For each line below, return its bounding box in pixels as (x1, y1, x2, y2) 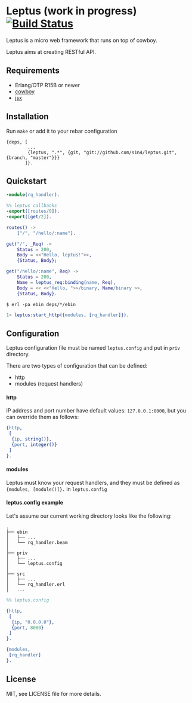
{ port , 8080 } (11, 625, 44, 631)
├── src (6, 571, 26, 577)
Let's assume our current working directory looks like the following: (6, 512, 172, 519)
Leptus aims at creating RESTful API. (6, 48, 97, 55)
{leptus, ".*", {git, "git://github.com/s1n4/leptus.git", (27, 149, 178, 155)
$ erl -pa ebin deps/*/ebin (6, 301, 76, 307)
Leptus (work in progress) (6, 4, 137, 18)
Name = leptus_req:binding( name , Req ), (17, 279, 116, 285)
